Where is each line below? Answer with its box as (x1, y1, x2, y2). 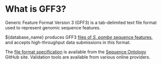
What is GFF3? (5, 3, 67, 15)
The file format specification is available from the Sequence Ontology (5, 49, 147, 55)
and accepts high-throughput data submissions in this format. (5, 39, 131, 45)
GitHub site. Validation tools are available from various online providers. (5, 54, 151, 60)
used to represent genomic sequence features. (5, 24, 101, 30)
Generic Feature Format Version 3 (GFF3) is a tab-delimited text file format (5, 20, 157, 25)
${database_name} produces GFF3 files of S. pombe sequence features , (5, 34, 153, 40)
